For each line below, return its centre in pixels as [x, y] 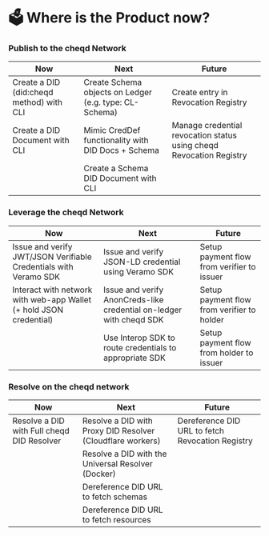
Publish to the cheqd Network [67, 49]
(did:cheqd [33, 93]
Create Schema [113, 82]
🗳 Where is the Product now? [109, 18]
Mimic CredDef [112, 130]
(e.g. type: [103, 102]
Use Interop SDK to [139, 338]
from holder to [227, 353]
